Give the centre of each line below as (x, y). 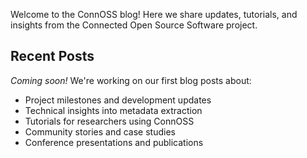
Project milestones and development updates (118, 100)
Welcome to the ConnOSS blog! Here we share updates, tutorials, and (154, 14)
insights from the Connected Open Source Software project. (134, 25)
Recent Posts (52, 56)
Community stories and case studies (100, 131)
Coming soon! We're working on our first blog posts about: (131, 80)
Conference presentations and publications (114, 142)
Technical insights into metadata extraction (113, 110)
